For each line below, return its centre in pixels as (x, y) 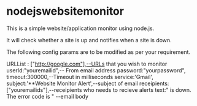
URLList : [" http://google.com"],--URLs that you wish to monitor (87, 64)
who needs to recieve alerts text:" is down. (137, 89)
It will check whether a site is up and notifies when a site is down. (89, 40)
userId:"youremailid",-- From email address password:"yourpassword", (96, 70)
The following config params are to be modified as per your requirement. (98, 52)
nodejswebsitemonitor (65, 11)
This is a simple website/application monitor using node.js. (80, 28)
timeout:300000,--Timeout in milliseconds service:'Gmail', (80, 77)
